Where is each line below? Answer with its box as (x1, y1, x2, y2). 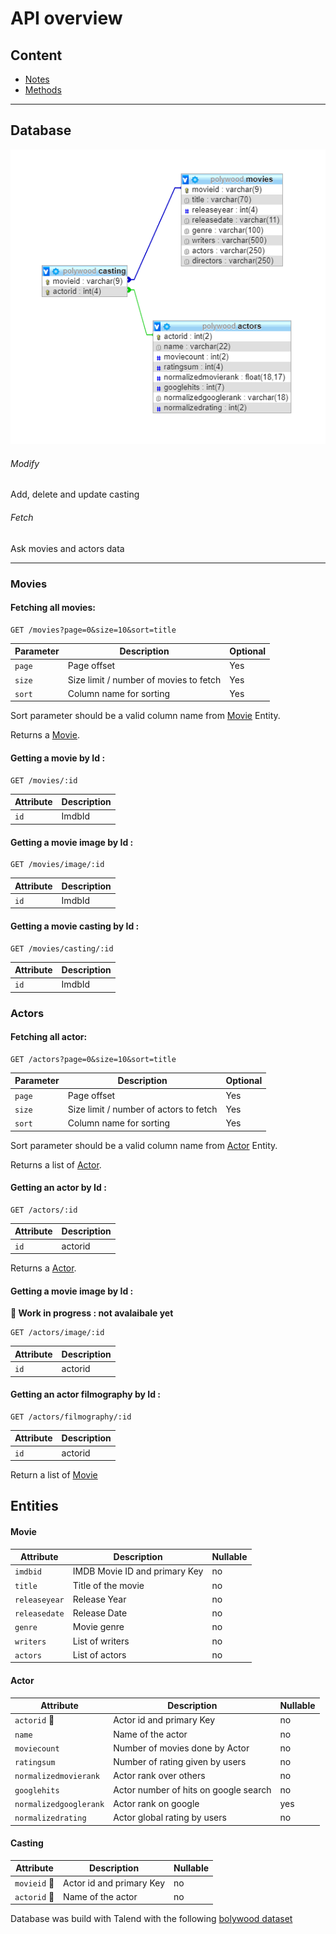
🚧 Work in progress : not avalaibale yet (10, 1307, 174, 1319)
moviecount (14, 1743, 60, 1754)
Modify (10, 457, 40, 469)
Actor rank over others (113, 1770, 206, 1782)
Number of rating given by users (113, 1756, 247, 1768)
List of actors (72, 1648, 127, 1661)
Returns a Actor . (10, 1262, 77, 1274)
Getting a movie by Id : (10, 752, 106, 764)
